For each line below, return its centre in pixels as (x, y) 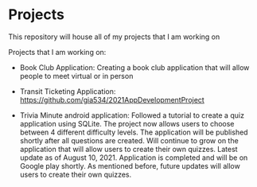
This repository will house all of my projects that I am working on (114, 37)
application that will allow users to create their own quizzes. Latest (128, 149)
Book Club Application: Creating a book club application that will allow (134, 67)
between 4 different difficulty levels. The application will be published (134, 132)
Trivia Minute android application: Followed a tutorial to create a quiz (132, 115)
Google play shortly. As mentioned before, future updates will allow (130, 166)
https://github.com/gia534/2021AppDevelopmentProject (112, 99)
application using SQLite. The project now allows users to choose (127, 123)
